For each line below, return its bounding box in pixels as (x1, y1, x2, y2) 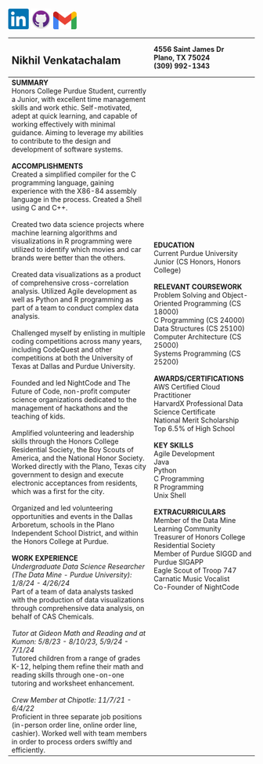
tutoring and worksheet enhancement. (11, 678, 135, 688)
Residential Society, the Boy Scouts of (11, 444, 135, 454)
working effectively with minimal (11, 119, 116, 129)
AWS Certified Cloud (153, 382, 221, 392)
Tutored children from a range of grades (11, 653, 141, 663)
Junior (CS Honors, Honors (153, 257, 241, 267)
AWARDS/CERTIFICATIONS (153, 374, 244, 383)
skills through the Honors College (11, 437, 119, 446)
